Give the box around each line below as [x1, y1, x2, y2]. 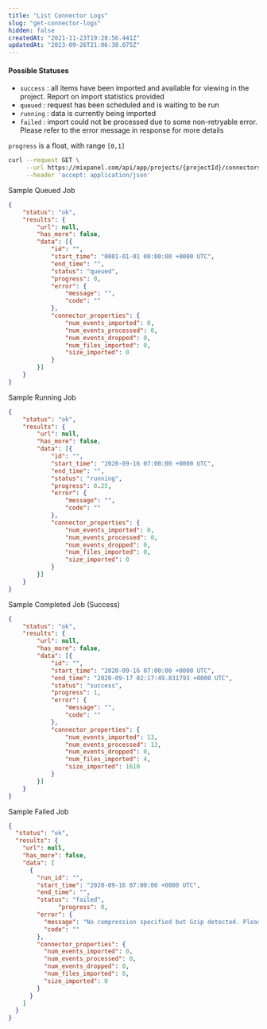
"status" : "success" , [50, 681, 123, 690]
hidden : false [8, 26, 56, 34]
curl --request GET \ [8, 157, 80, 164]
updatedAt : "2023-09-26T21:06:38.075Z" [8, 41, 141, 49]
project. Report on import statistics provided [19, 92, 164, 102]
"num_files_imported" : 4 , [64, 756, 151, 764]
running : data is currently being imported [19, 109, 157, 118]
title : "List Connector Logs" [8, 11, 109, 20]
